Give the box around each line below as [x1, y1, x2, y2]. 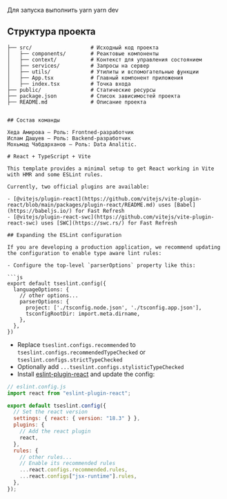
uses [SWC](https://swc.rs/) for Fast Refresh [41, 219, 177, 227]
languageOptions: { [13, 286, 70, 293]
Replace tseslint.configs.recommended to [17, 340, 136, 348]
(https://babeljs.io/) [7, 207, 72, 214]
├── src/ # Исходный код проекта [7, 44, 159, 51]
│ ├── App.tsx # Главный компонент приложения [7, 74, 184, 82]
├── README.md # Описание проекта [7, 98, 147, 106]
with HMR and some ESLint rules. [7, 171, 103, 178]
